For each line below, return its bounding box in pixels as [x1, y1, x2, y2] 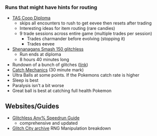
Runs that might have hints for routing [5, 4, 97, 11]
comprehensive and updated [19, 120, 78, 126]
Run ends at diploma [19, 51, 61, 57]
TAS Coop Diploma [12, 15, 51, 21]
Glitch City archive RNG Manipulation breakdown [12, 125, 111, 131]
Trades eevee [26, 41, 55, 47]
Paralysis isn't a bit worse [12, 83, 64, 89]
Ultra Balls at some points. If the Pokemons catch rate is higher [12, 72, 140, 78]
